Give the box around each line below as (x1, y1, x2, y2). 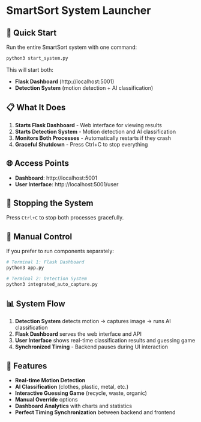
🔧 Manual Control (6, 231, 73, 242)
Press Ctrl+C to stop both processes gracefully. (6, 214, 124, 221)
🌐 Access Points (6, 158, 70, 169)
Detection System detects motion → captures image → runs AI (14, 318, 171, 325)
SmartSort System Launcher (6, 4, 151, 17)
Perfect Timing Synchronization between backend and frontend (14, 409, 176, 416)
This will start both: (6, 66, 54, 73)
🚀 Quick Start (6, 28, 57, 38)
